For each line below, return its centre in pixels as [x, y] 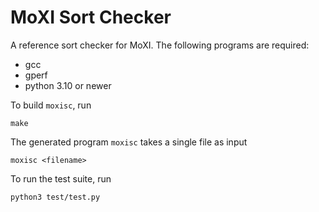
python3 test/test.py [55, 197]
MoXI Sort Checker [91, 17]
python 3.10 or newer [68, 85]
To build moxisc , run [51, 105]
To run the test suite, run [61, 178]
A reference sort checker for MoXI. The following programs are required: [160, 45]
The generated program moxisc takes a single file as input [129, 142]
